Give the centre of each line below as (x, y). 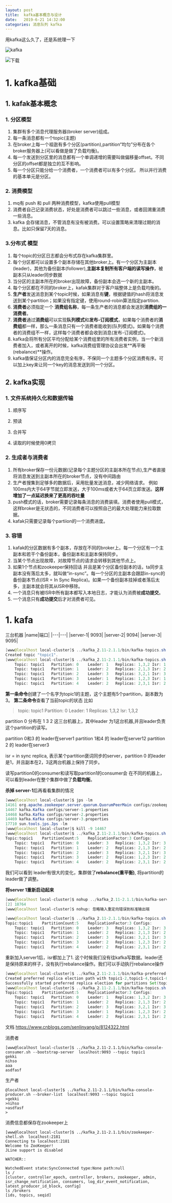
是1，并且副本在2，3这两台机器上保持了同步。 (54, 762)
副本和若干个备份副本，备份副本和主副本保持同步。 (67, 554)
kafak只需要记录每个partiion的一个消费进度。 (60, 521)
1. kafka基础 (31, 83)
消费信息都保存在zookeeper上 (37, 1122)
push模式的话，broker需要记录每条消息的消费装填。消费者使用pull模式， (89, 502)
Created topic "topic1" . (32, 655)
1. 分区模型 (18, 120)
